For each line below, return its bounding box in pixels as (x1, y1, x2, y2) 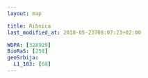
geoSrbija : (7, 55, 39, 61)
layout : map (7, 10, 42, 17)
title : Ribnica (7, 22, 51, 30)
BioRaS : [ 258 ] (7, 48, 49, 55)
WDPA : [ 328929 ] (7, 41, 51, 48)
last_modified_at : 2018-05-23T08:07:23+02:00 (7, 29, 141, 36)
